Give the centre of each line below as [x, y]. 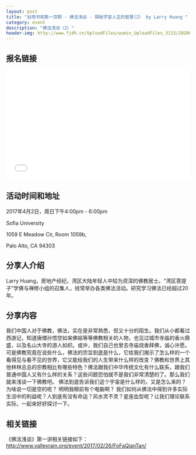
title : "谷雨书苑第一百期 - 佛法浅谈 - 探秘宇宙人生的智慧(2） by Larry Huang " [97, 17]
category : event [26, 22]
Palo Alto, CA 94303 [31, 246]
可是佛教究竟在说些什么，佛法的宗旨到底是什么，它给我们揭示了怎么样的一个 [98, 353]
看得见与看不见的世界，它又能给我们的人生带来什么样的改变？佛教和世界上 [95, 360]
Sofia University [25, 223]
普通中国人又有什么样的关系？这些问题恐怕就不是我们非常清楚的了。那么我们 [98, 374]
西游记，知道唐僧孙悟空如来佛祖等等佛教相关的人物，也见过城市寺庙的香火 [95, 338]
